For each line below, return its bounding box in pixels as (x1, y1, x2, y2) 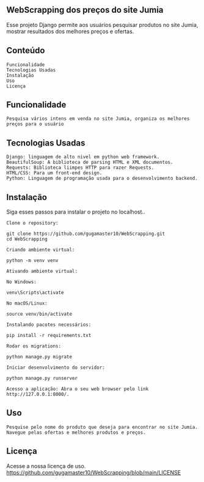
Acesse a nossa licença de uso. (6, 462, 86, 470)
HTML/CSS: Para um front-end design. (6, 170, 103, 176)
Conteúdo (6, 45, 45, 56)
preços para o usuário (6, 121, 64, 127)
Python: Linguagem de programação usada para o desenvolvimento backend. (6, 176, 199, 182)
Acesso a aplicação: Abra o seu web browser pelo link (6, 386, 149, 392)
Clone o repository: (6, 220, 59, 226)
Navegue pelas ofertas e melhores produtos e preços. (6, 429, 147, 436)
